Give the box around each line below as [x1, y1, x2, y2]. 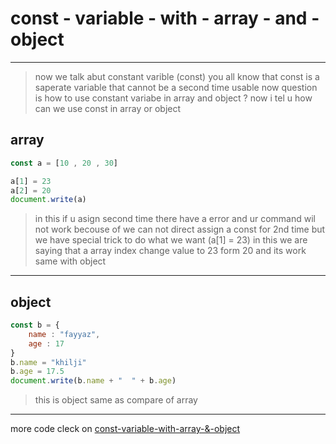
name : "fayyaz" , [28, 329, 101, 339]
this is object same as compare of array [34, 394, 198, 406]
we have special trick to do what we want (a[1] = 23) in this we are [34, 234, 308, 246]
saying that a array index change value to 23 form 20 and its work [34, 245, 307, 257]
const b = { [10, 320, 60, 331]
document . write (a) [10, 195, 87, 205]
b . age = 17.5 [10, 367, 65, 377]
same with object [34, 255, 107, 267]
